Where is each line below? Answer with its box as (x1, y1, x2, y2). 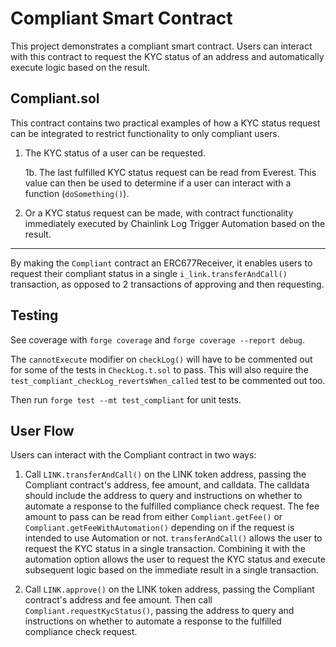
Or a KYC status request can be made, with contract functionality (24, 207, 294, 219)
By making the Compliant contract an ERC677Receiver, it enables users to (10, 257, 313, 269)
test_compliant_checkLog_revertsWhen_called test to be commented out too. (10, 374, 326, 386)
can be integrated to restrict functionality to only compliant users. (10, 127, 280, 139)
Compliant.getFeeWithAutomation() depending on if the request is (24, 522, 295, 534)
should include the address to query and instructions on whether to (24, 490, 303, 502)
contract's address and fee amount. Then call (24, 594, 213, 606)
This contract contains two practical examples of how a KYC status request (10, 117, 321, 129)
